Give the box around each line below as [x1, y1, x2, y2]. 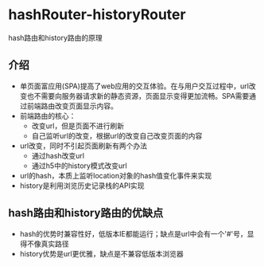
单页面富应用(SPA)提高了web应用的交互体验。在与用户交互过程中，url [19, 81, 249, 91]
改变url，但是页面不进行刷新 [31, 121, 125, 131]
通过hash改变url [31, 151, 85, 160]
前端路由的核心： [19, 111, 76, 120]
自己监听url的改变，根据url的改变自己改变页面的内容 [31, 131, 203, 140]
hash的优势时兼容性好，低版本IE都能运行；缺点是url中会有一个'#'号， [19, 229, 248, 238]
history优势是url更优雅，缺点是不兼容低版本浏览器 [19, 248, 184, 258]
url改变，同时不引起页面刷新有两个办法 [19, 141, 147, 151]
